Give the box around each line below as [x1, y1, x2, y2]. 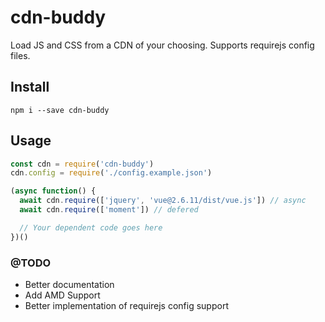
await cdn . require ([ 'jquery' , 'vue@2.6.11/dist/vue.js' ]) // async [19, 196, 307, 206]
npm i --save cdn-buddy [10, 105, 110, 115]
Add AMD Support [24, 289, 101, 301]
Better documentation [24, 278, 115, 290]
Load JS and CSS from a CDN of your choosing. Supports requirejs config [10, 39, 315, 51]
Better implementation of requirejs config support [24, 299, 229, 311]
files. [10, 49, 31, 61]
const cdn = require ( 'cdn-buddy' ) [10, 159, 155, 169]
